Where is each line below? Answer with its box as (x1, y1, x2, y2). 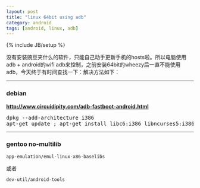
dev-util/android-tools (6, 176, 65, 183)
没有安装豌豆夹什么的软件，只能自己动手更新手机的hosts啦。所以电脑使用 (6, 54, 186, 61)
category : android (6, 20, 52, 26)
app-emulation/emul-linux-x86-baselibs (6, 154, 105, 160)
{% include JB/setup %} (6, 42, 65, 49)
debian (6, 90, 27, 98)
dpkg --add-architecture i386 (6, 114, 95, 121)
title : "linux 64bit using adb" (6, 14, 86, 20)
